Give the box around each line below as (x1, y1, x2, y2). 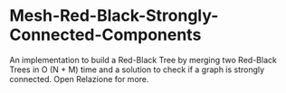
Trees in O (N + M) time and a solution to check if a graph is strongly (9, 64, 265, 75)
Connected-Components (9, 24, 202, 45)
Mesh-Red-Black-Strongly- (9, 5, 219, 26)
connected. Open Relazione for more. (9, 73, 149, 84)
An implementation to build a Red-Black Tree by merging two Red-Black (9, 54, 278, 65)
